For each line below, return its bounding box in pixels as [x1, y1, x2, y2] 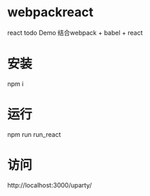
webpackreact [7, 4, 94, 20]
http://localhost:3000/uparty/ [7, 180, 92, 189]
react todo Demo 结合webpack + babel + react [7, 28, 143, 37]
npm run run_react [7, 130, 61, 138]
